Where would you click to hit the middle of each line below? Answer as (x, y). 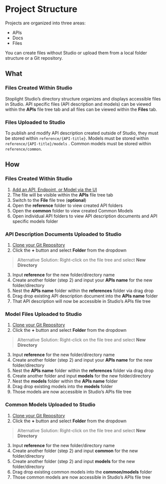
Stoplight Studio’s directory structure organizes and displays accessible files (83, 98)
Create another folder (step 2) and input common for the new (75, 451)
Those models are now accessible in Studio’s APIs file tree (72, 392)
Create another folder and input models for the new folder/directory (82, 376)
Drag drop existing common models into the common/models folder (82, 472)
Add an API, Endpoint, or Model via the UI (55, 190)
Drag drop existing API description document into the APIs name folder (85, 296)
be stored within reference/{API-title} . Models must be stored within (77, 138)
